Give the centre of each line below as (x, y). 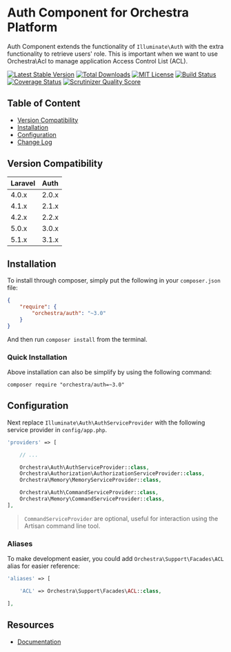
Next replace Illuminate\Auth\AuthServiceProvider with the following (106, 422)
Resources (31, 625)
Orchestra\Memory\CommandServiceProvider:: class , (92, 499)
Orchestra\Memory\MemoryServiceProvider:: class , (91, 480)
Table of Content (44, 104)
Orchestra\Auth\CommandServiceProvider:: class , (89, 493)
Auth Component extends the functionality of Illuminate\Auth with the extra (115, 46)
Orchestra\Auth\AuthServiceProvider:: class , (84, 467)
